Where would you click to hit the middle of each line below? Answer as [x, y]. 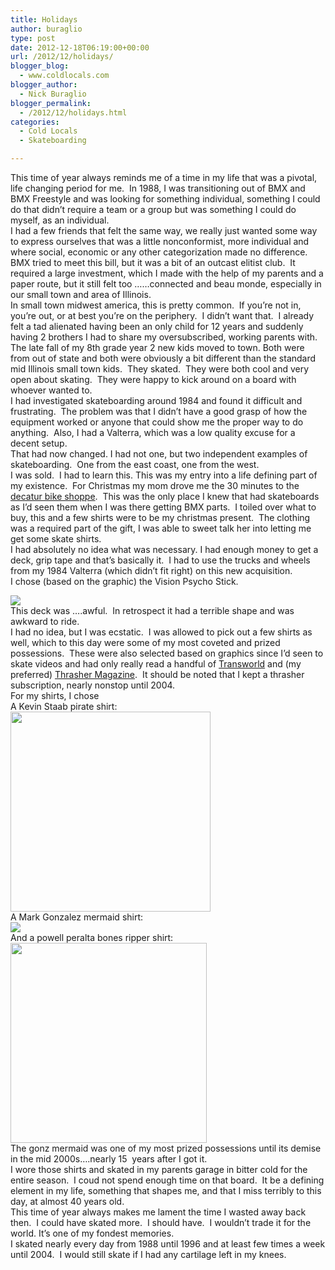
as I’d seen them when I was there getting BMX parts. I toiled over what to [163, 507]
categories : [35, 122]
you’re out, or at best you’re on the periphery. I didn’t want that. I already [162, 315]
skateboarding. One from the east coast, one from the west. [135, 464]
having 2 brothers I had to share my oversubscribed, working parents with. [164, 337]
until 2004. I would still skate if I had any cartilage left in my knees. [148, 1254]
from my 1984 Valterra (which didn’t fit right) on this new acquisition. [151, 570]
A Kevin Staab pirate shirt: [64, 706]
